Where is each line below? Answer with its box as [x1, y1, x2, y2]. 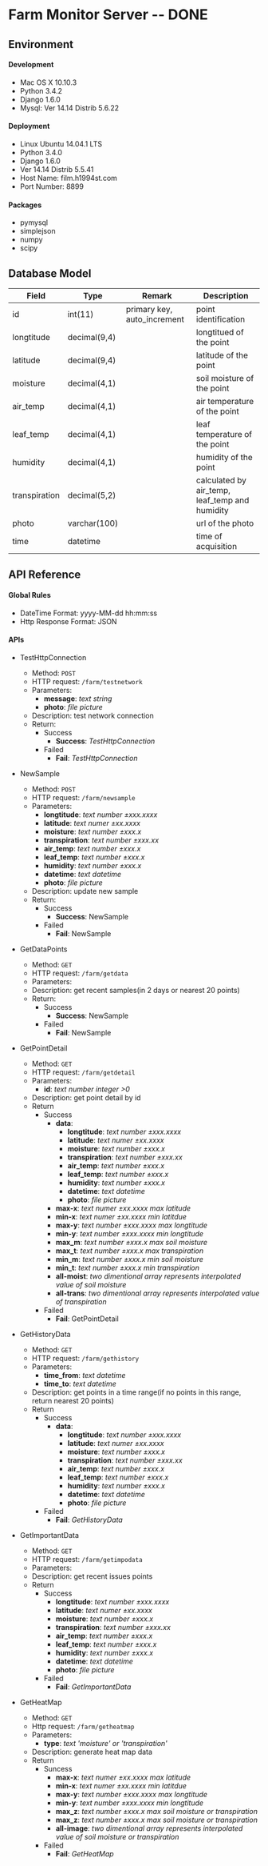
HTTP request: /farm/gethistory [31, 1353, 140, 1363]
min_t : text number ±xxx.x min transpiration [55, 1263, 199, 1272]
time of [195, 531, 223, 542]
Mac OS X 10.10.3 [19, 78, 77, 87]
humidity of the [195, 452, 253, 462]
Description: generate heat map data [31, 1747, 153, 1756]
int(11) [67, 309, 94, 319]
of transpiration [55, 1296, 107, 1306]
